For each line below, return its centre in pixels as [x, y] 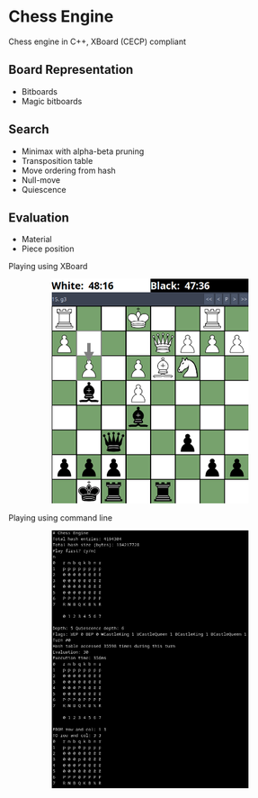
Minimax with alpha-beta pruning [83, 151]
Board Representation [71, 70]
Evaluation [39, 218]
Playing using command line [61, 517]
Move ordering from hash [68, 170]
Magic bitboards [52, 101]
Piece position [48, 249]
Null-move [40, 180]
